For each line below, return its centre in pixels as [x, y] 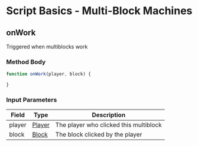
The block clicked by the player [99, 135]
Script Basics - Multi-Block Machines [99, 11]
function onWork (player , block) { [49, 74]
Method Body [26, 62]
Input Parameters [32, 99]
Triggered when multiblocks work [47, 47]
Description [108, 115]
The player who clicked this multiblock [109, 125]
